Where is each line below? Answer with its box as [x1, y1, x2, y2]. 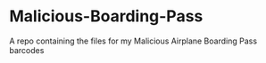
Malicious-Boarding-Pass [9, 6, 204, 27]
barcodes [9, 44, 45, 55]
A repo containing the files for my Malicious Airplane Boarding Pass [9, 35, 257, 46]
